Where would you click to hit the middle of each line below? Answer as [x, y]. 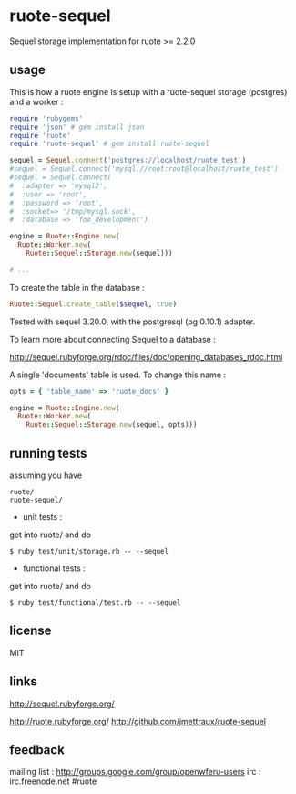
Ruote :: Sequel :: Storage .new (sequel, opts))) [112, 425]
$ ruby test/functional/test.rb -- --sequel [95, 603]
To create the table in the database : [77, 287]
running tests [48, 453]
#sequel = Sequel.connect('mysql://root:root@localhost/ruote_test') [144, 169]
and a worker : [36, 101]
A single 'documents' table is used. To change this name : [117, 375]
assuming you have [46, 475]
